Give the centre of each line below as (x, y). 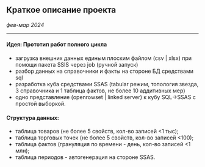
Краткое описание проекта (61, 10)
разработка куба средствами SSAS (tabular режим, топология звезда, (107, 84)
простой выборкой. (40, 104)
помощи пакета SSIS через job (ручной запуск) (77, 65)
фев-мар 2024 (25, 24)
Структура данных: (33, 117)
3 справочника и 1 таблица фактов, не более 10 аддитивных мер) (100, 91)
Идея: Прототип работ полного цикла (57, 45)
